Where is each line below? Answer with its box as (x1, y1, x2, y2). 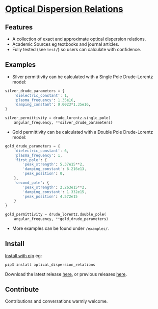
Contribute (5, 285, 39, 294)
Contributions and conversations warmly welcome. (5, 298, 108, 304)
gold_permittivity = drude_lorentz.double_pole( (5, 212, 106, 217)
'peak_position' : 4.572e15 (23, 194, 78, 199)
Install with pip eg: (5, 253, 42, 258)
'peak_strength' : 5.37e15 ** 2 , (23, 162, 84, 167)
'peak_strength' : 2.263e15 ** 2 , (23, 185, 87, 190)
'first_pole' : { (14, 157, 48, 163)
